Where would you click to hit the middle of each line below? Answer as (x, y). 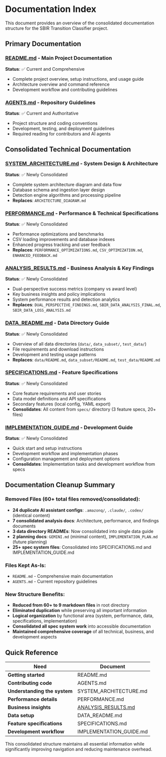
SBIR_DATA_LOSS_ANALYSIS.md (41, 311)
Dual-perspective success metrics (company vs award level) (75, 289)
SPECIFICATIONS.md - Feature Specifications (62, 373)
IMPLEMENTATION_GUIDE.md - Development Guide (69, 427)
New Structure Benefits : (35, 594)
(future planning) (30, 542)
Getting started (26, 675)
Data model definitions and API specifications (59, 398)
